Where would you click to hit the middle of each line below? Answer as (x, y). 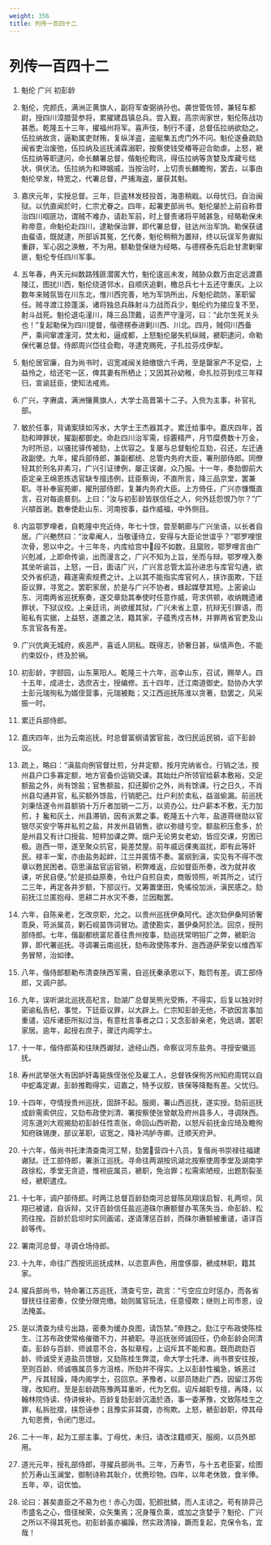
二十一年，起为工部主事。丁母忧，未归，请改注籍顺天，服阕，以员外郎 (138, 1437)
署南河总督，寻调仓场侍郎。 (67, 1246)
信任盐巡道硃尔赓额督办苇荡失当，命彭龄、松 (188, 1208)
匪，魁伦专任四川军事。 (60, 257)
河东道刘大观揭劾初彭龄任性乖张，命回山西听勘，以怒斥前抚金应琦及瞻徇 (142, 1123)
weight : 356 (29, 16)
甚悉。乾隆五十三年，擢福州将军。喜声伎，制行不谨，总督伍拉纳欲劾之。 (142, 128)
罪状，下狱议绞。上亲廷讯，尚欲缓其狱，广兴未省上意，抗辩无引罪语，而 (142, 607)
